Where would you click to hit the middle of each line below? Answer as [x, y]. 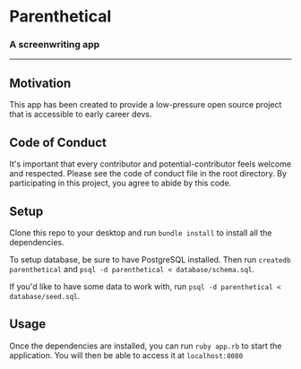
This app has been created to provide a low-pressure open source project [146, 105]
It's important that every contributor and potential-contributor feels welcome [150, 164]
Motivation [40, 83]
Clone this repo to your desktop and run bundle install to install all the [141, 232]
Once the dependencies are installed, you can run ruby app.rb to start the [146, 346]
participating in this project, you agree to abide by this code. [120, 183]
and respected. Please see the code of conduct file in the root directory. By [148, 174]
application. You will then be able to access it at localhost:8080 [126, 355]
